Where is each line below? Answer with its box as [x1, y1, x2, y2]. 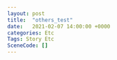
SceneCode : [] [7, 42, 49, 49]
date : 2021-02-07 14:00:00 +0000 [7, 23, 111, 30]
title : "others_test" [7, 17, 73, 23]
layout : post [7, 10, 45, 17]
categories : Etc [7, 29, 54, 37]
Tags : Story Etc [7, 36, 54, 43]
